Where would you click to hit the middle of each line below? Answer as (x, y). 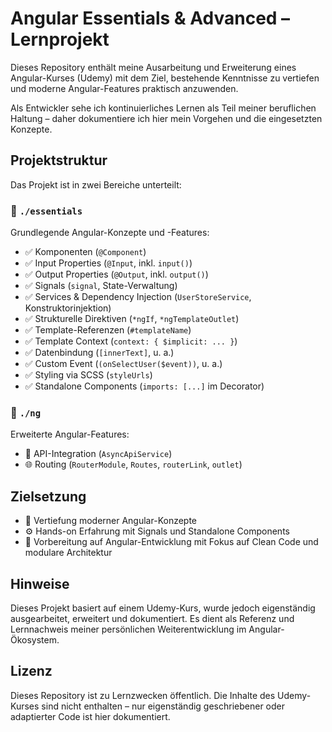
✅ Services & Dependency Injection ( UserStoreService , (138, 297)
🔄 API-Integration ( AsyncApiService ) (98, 454)
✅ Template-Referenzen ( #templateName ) (108, 330)
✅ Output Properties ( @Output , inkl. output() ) (116, 274)
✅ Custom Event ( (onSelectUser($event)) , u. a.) (123, 364)
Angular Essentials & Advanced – (150, 18)
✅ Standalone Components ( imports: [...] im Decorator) (144, 386)
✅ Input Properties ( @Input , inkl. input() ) (108, 263)
